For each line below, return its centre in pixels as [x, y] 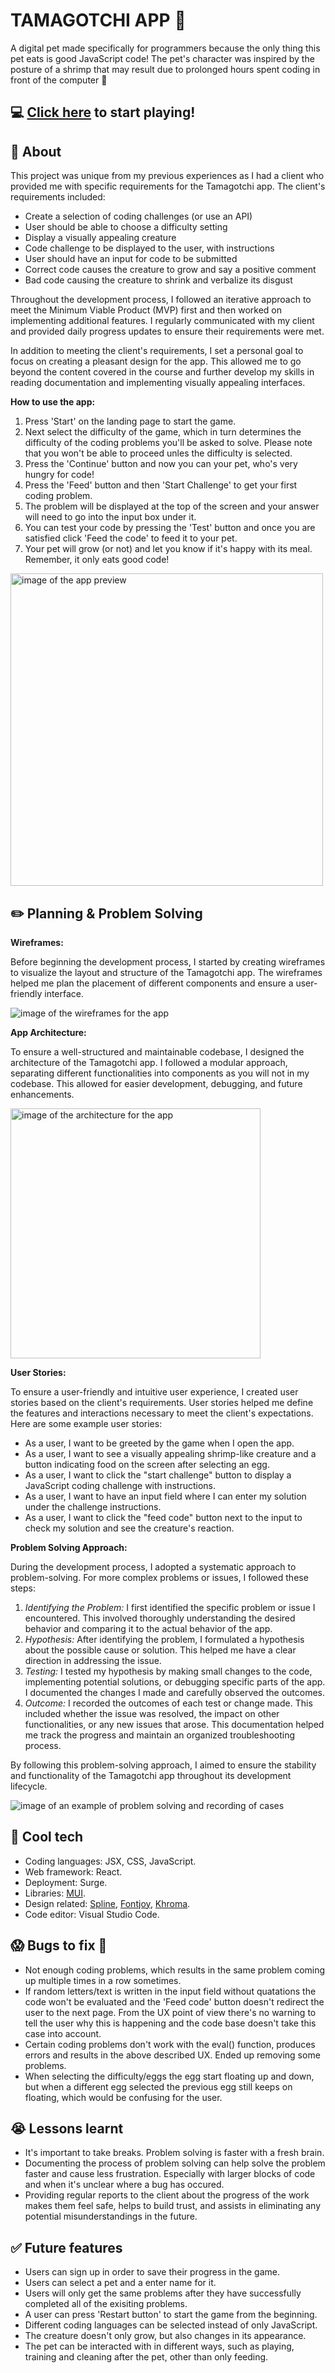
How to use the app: [53, 402]
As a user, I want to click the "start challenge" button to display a [158, 1475]
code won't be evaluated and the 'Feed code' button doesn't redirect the [174, 2001]
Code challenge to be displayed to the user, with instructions [149, 248]
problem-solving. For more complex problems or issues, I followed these [159, 1577]
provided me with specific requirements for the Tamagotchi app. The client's [168, 186]
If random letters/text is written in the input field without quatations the [170, 1991]
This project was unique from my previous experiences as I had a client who [167, 176]
